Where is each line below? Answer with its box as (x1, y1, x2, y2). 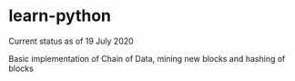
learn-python (8, 5, 111, 26)
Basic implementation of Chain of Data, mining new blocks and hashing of (8, 53, 286, 64)
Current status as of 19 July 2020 (8, 35, 134, 46)
